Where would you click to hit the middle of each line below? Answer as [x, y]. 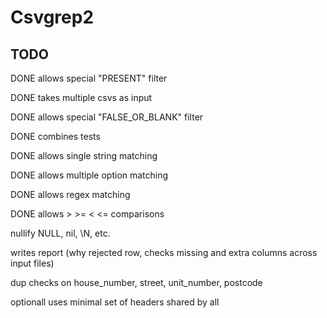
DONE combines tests [55, 136]
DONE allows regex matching [70, 194]
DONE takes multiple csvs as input [81, 97]
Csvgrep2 [52, 17]
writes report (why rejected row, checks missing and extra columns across [164, 252]
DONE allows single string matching [84, 155]
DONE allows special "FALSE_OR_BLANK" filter [107, 117]
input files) [32, 263]
